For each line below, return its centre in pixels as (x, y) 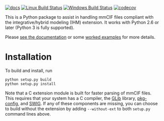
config (12, 103)
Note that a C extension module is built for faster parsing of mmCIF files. (78, 93)
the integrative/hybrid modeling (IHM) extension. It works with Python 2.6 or (82, 22)
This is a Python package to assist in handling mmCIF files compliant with (79, 17)
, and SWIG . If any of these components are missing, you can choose (88, 103)
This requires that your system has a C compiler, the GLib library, (71, 98)
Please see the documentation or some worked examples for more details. (80, 37)
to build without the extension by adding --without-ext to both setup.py (78, 109)
